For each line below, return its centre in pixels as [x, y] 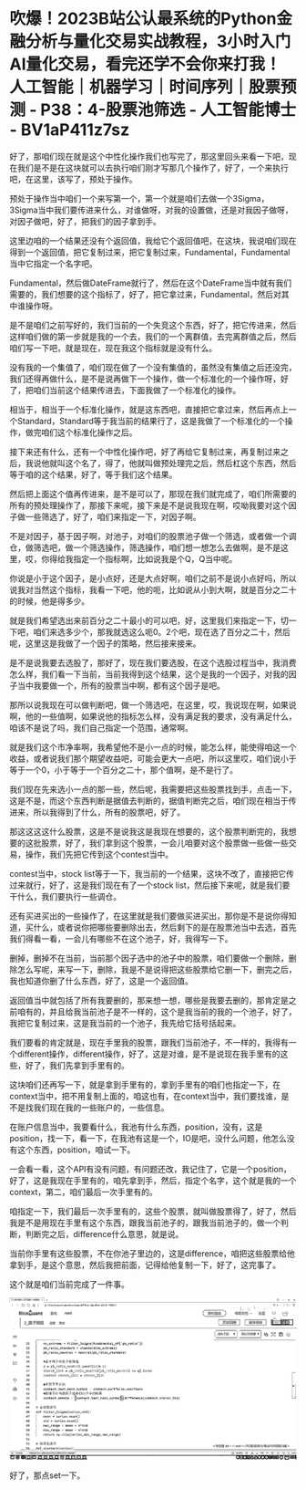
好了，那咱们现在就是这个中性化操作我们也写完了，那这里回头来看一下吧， [149, 156]
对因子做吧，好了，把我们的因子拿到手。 [85, 221]
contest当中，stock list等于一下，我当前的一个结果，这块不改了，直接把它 [148, 873]
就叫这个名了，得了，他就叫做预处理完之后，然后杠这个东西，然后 [173, 463]
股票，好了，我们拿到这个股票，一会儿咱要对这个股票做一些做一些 [164, 843]
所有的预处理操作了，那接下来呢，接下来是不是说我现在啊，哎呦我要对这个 [149, 505]
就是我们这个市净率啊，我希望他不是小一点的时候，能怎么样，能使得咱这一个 [153, 747]
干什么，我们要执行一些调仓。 [65, 896]
